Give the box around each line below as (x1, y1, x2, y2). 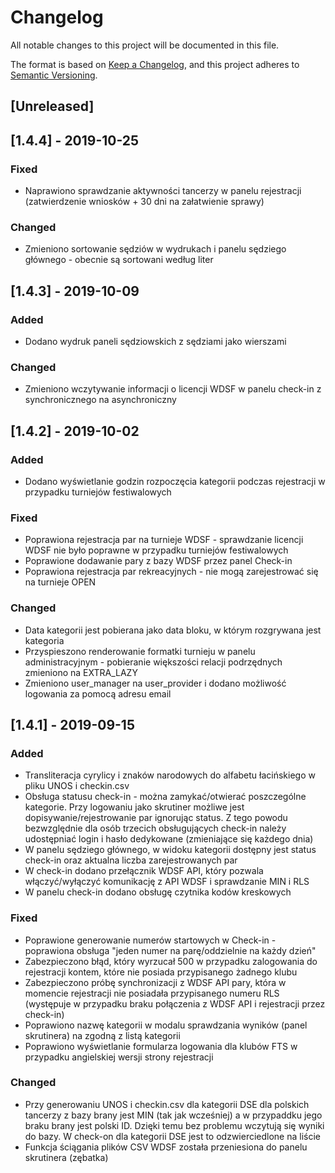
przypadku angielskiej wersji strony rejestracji (24, 1051, 214, 1063)
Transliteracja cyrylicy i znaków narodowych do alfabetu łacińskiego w (24, 769, 316, 781)
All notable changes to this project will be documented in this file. (10, 39, 280, 51)
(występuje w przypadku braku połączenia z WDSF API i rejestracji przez (24, 997, 326, 1010)
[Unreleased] (10, 98, 95, 115)
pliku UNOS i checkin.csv (24, 780, 130, 792)
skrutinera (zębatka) (24, 1151, 109, 1163)
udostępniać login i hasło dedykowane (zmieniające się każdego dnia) (24, 833, 314, 845)
